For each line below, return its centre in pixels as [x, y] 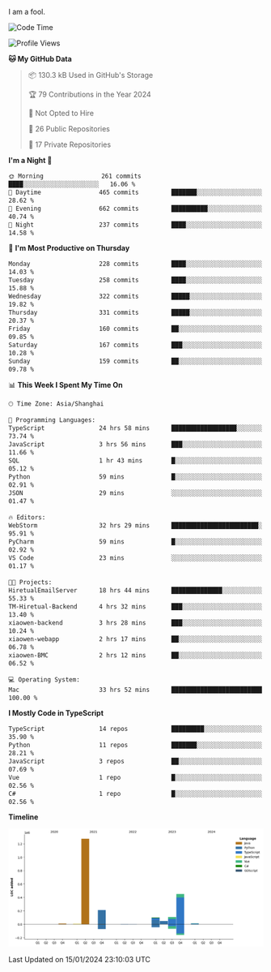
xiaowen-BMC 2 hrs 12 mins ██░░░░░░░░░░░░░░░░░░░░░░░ [135, 656]
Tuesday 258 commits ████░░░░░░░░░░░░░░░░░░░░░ [135, 280]
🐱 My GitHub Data [40, 59]
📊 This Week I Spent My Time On [66, 385]
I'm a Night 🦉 [30, 160]
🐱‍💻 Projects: [30, 583]
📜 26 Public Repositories [69, 129]
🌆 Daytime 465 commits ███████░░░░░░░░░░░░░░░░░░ [135, 192]
